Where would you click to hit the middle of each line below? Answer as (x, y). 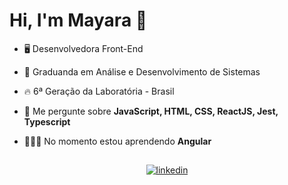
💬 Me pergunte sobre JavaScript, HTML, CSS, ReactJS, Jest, (151, 111)
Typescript (47, 121)
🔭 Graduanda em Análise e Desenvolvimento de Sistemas (142, 71)
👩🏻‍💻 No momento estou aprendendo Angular (117, 141)
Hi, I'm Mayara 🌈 (78, 20)
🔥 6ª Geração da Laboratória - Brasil (99, 91)
